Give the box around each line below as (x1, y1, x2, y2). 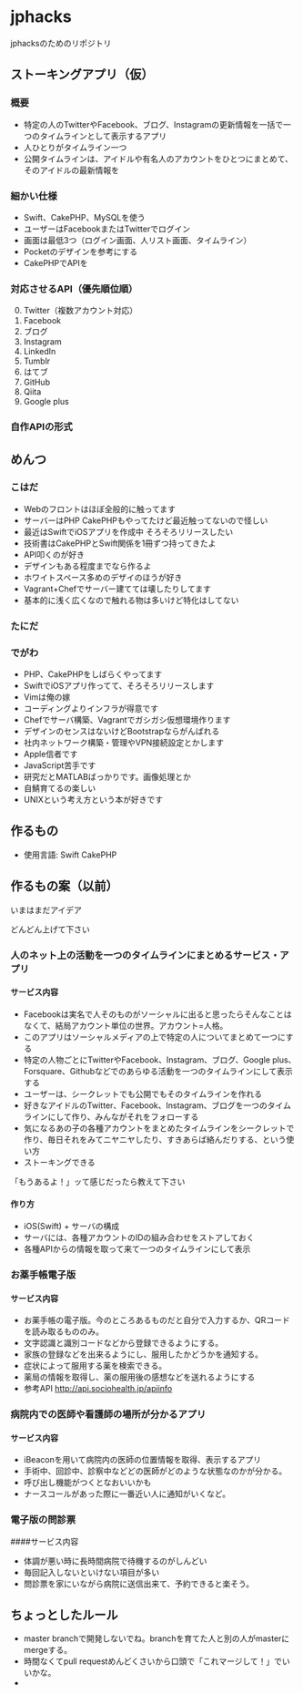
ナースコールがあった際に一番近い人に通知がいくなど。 (23, 1488, 231, 1500)
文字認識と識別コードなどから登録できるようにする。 (23, 1338, 224, 1349)
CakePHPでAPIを (23, 257, 89, 268)
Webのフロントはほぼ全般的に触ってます (23, 503, 177, 514)
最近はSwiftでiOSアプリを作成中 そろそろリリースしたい (23, 526, 234, 537)
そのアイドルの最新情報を (23, 164, 120, 175)
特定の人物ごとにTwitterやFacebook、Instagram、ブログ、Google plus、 (23, 1054, 297, 1065)
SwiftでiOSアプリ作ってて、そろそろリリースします (23, 681, 215, 692)
